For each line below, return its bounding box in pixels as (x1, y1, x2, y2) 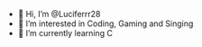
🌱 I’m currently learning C (17, 28, 114, 38)
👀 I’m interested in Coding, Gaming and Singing (17, 18, 194, 29)
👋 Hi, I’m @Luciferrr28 (17, 9, 101, 19)
